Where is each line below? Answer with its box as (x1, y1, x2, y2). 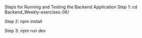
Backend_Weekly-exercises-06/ (4, 9, 69, 15)
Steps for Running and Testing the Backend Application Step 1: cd (4, 4, 138, 10)
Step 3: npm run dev (4, 28, 46, 33)
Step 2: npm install (4, 19, 42, 24)
